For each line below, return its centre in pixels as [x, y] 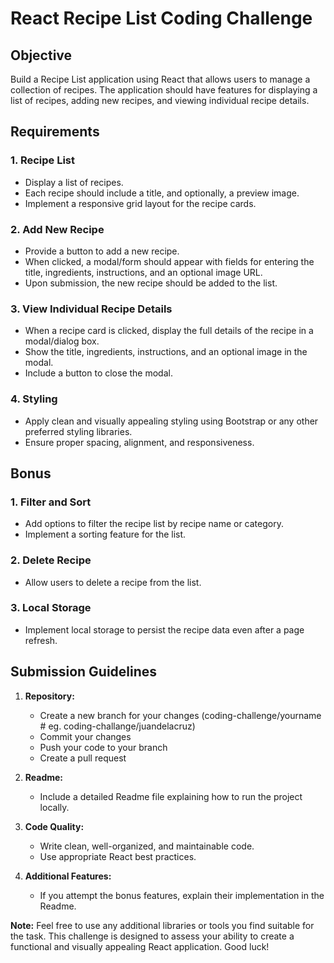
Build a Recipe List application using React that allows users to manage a [160, 79]
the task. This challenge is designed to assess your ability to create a [152, 936]
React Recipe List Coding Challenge [161, 18]
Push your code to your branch [103, 747]
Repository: [49, 696]
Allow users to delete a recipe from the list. [113, 582]
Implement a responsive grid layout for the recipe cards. [140, 203]
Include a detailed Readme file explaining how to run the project [171, 796]
